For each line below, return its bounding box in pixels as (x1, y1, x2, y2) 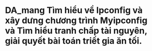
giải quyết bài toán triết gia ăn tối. (5, 36, 142, 47)
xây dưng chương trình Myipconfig (5, 15, 148, 26)
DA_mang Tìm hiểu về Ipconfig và (5, 5, 143, 16)
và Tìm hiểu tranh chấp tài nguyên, (5, 25, 148, 36)
